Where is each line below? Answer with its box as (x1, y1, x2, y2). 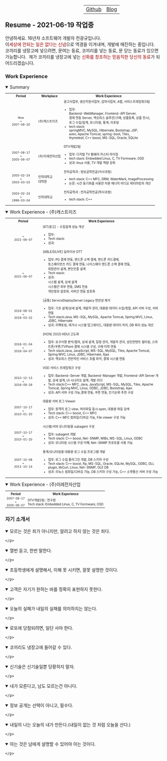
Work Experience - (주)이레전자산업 (9, 481, 81, 487)
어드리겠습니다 (5, 60, 34, 66)
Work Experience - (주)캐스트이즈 (9, 209, 77, 215)
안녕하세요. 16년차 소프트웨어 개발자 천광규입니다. (5, 35, 101, 41)
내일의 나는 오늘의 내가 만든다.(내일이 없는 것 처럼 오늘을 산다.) (9, 722, 131, 728)
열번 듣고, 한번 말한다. (9, 547, 52, 553)
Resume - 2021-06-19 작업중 (5, 21, 94, 29)
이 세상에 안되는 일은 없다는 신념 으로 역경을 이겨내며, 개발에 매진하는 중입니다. (5, 41, 155, 47)
